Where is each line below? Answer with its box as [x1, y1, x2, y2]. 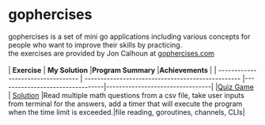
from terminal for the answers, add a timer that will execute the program [8, 99, 243, 108]
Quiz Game [217, 81, 255, 92]
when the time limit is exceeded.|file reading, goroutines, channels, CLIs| [8, 107, 245, 116]
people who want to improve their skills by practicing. [8, 40, 183, 49]
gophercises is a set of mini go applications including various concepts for [8, 32, 251, 41]
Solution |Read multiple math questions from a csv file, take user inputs [12, 90, 245, 100]
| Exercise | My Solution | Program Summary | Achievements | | [8, 65, 217, 74]
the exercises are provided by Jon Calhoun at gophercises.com [8, 48, 215, 58]
